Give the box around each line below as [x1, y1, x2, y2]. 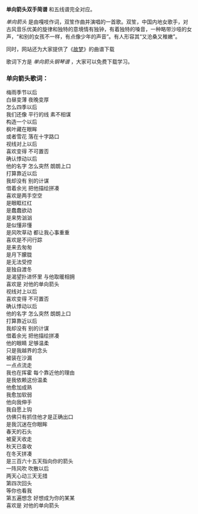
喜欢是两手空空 [6, 192, 42, 199]
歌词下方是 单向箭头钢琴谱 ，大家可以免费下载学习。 [6, 58, 133, 65]
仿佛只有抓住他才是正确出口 [6, 413, 74, 421]
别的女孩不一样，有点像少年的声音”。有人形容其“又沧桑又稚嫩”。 [24, 33, 181, 40]
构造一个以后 [6, 118, 37, 126]
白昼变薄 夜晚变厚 [6, 96, 49, 103]
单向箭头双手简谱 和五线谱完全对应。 [6, 6, 95, 12]
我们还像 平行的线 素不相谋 [6, 111, 71, 118]
